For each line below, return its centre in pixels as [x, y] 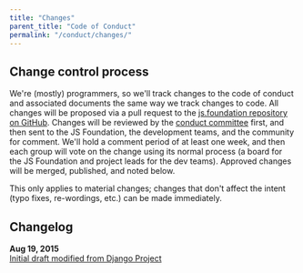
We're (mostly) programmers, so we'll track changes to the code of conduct [151, 94]
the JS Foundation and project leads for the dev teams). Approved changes [151, 161]
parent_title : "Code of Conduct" [73, 26]
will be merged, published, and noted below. [92, 171]
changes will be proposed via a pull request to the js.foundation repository [149, 113]
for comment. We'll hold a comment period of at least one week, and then [147, 142]
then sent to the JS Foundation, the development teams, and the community [152, 132]
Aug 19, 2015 [34, 248]
